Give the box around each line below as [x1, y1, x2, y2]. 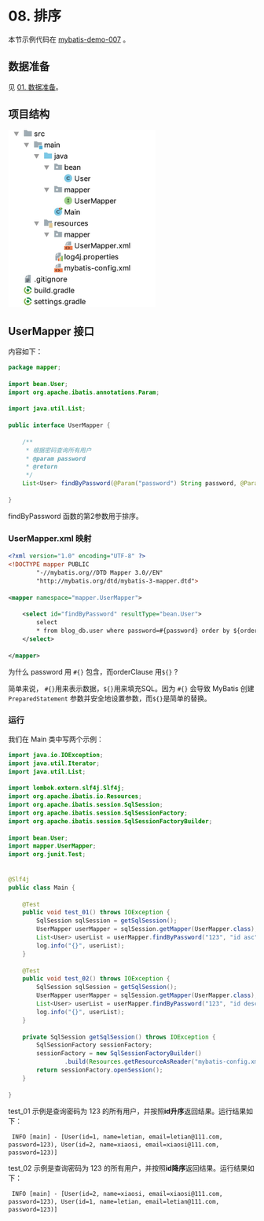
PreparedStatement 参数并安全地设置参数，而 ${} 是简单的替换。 [8, 693, 212, 703]
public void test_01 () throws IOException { [22, 909, 170, 917]
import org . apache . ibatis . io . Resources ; [8, 793, 143, 800]
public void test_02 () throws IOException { [22, 975, 170, 983]
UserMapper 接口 [8, 324, 94, 338]
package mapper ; [8, 363, 61, 371]
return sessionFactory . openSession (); [36, 1066, 163, 1074]
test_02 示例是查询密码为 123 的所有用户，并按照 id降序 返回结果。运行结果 [8, 1163, 248, 1172]
